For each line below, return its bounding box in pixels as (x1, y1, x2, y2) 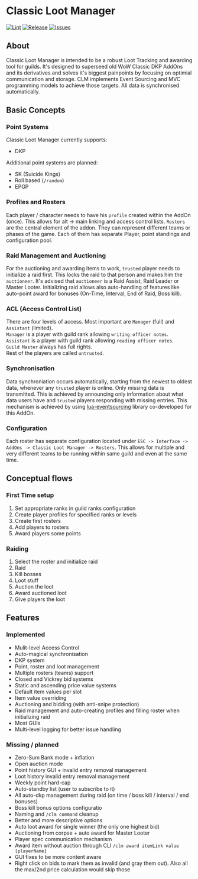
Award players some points (14, 529, 81, 537)
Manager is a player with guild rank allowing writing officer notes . (6, 331, 168, 338)
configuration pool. (6, 237, 53, 244)
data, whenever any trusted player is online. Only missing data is (6, 384, 164, 391)
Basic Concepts (6, 105, 66, 115)
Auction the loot (14, 583, 54, 590)
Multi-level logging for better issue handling (14, 726, 121, 733)
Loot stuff (14, 577, 39, 584)
